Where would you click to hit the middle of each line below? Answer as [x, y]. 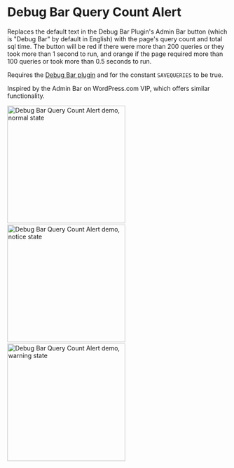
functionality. [26, 96]
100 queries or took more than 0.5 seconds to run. [80, 61]
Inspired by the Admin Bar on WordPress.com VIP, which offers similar [109, 88]
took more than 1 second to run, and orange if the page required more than [115, 54]
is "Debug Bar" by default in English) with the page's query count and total [115, 38]
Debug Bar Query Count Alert [95, 12]
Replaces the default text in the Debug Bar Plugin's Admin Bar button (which [117, 31]
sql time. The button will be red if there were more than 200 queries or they [116, 46]
